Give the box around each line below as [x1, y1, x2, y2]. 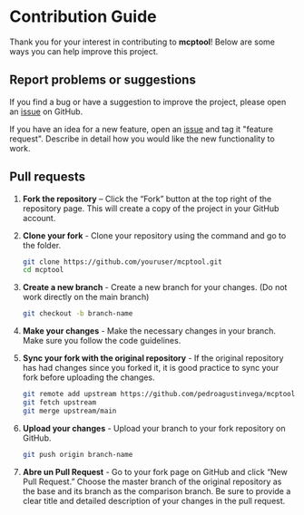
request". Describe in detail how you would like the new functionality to [9, 133, 275, 144]
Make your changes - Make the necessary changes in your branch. [22, 326, 277, 336]
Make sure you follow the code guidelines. [22, 335, 181, 346]
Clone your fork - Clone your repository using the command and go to [22, 229, 287, 241]
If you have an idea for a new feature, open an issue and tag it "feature [9, 123, 274, 134]
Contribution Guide [9, 6, 157, 27]
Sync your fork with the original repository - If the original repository [22, 353, 284, 364]
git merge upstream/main [22, 406, 117, 415]
